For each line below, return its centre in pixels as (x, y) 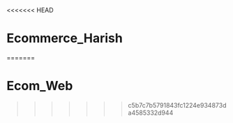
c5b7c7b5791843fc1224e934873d (177, 105)
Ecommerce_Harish (65, 38)
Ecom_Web (40, 86)
